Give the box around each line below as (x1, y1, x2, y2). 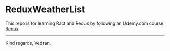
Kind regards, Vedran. (5, 40, 51, 46)
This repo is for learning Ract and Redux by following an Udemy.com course (5, 20, 164, 26)
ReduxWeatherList (5, 4, 86, 15)
